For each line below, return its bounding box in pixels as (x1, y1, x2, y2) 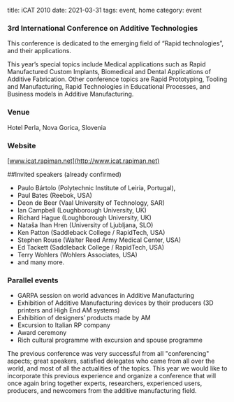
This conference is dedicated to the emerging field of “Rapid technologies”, (7, 39, 224, 48)
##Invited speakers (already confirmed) (7, 170, 122, 178)
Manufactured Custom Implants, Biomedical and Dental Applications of (7, 68, 212, 76)
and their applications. (7, 47, 72, 55)
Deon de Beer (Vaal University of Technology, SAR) (17, 199, 166, 207)
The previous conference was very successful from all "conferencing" (7, 350, 210, 358)
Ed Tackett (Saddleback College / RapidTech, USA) (17, 243, 165, 251)
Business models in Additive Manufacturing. (7, 90, 134, 99)
